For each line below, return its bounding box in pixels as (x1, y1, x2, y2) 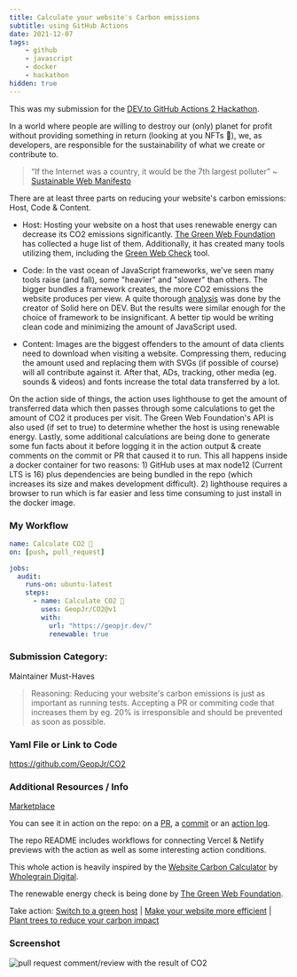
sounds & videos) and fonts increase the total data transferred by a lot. (21, 376, 281, 387)
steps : (25, 588, 50, 597)
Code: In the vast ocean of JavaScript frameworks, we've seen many (21, 264, 275, 275)
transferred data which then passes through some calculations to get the (9, 403, 276, 414)
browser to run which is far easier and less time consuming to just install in (9, 487, 282, 498)
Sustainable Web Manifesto (30, 175, 131, 186)
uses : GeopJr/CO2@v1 (41, 605, 117, 614)
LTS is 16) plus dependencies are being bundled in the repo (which (9, 469, 253, 479)
